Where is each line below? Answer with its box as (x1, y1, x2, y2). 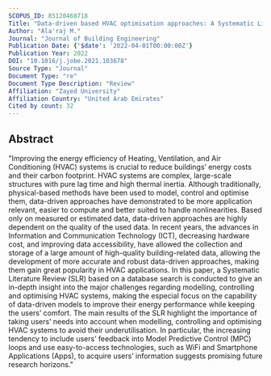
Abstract (8, 132, 54, 146)
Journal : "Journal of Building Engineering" (8, 34, 161, 43)
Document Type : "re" (8, 72, 78, 80)
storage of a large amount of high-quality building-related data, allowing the (8, 247, 261, 257)
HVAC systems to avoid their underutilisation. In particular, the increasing (8, 325, 252, 335)
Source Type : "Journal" (8, 65, 89, 73)
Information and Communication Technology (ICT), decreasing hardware (8, 230, 250, 240)
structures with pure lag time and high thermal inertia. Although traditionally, (8, 179, 261, 188)
